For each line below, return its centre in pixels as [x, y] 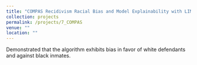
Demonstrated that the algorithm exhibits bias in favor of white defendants [96, 49]
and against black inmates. [38, 56]
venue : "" [18, 28]
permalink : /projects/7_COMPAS [44, 22]
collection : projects [33, 17]
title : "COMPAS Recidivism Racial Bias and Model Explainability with [94, 11]
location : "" [22, 33]
